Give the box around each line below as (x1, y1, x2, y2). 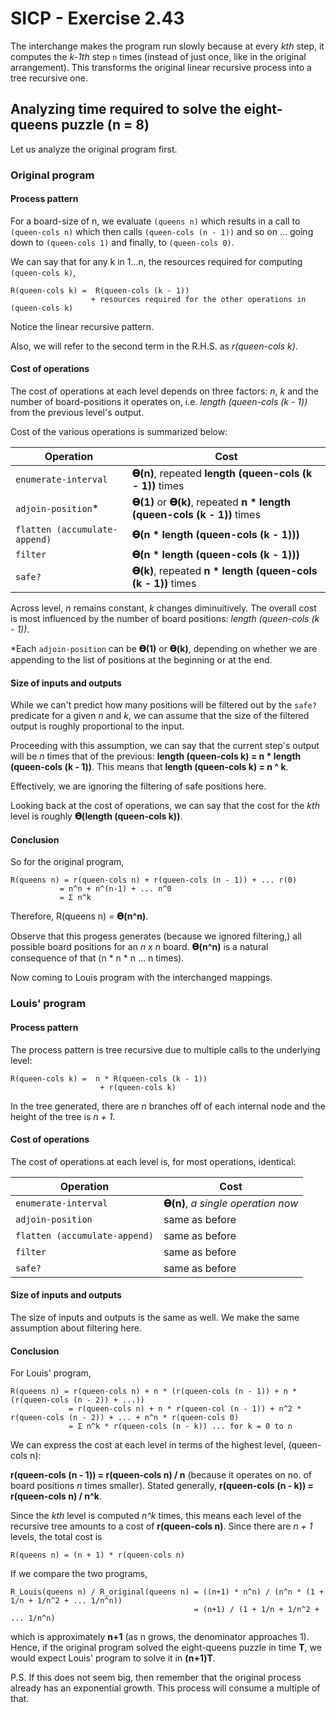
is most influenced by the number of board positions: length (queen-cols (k (10, 613, 320, 625)
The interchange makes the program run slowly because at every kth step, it (10, 40, 325, 52)
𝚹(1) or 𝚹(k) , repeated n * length (131, 495, 291, 509)
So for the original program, (10, 856, 125, 868)
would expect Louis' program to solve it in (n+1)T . (10, 1652, 216, 1664)
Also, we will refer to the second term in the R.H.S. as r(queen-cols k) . (10, 340, 298, 352)
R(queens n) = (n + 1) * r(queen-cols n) (10, 1550, 186, 1561)
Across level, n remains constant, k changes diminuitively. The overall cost (10, 602, 317, 614)
